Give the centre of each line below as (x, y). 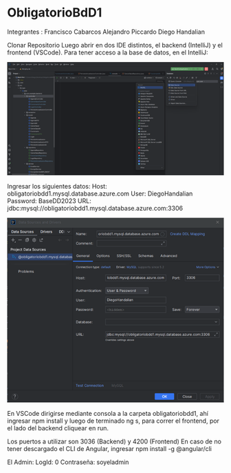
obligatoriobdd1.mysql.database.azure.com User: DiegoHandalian (100, 193)
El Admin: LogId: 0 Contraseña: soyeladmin (68, 462)
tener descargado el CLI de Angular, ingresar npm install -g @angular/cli (109, 449)
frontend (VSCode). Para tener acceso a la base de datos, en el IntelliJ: (108, 52)
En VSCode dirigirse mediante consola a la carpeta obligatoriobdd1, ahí (108, 414)
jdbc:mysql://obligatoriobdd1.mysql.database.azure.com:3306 (95, 209)
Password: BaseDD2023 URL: (49, 201)
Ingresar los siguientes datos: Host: (57, 187)
